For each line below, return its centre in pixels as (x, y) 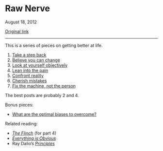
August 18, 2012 (21, 22)
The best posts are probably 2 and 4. (42, 95)
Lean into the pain (30, 70)
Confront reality (28, 75)
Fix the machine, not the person (44, 86)
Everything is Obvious (34, 138)
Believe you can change (36, 60)
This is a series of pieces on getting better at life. (54, 45)
